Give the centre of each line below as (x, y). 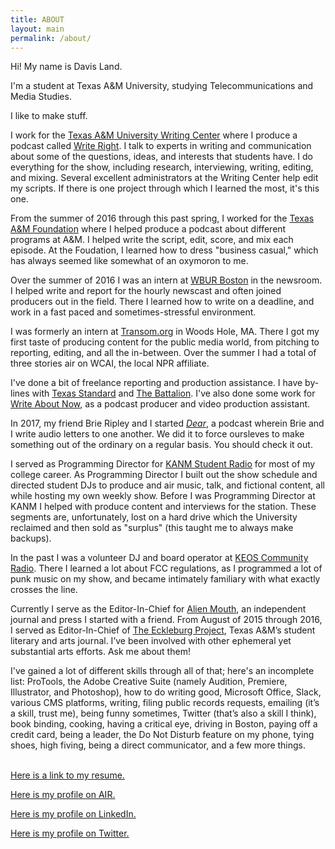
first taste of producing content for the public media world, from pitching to (165, 342)
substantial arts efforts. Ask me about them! (100, 652)
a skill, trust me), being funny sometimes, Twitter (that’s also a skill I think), (163, 713)
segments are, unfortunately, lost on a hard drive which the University (154, 517)
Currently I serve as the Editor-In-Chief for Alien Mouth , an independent (158, 609)
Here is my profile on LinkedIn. (73, 814)
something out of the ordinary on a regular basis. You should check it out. (161, 445)
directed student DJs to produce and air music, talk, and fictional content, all (167, 485)
